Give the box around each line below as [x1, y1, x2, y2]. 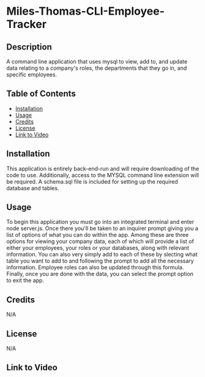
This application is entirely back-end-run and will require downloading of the [6, 165, 199, 172]
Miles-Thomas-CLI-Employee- [6, 4, 165, 18]
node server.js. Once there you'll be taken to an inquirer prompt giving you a [6, 225, 199, 232]
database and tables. [6, 184, 59, 192]
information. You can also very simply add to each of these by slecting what [6, 251, 198, 258]
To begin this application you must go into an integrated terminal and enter [6, 218, 195, 226]
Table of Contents [6, 89, 76, 99]
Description [6, 42, 52, 52]
